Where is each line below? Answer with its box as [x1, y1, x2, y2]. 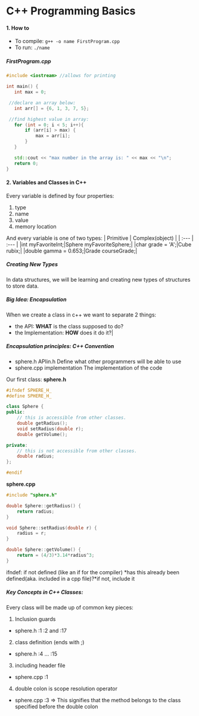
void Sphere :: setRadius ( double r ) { [6, 525, 97, 531]
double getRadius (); [17, 421, 68, 426]
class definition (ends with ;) [14, 638, 85, 645]
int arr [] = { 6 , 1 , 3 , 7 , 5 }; [14, 105, 89, 111]
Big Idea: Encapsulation [6, 296, 67, 303]
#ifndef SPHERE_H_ [6, 387, 52, 393]
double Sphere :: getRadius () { [6, 502, 82, 509]
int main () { [6, 84, 39, 90]
